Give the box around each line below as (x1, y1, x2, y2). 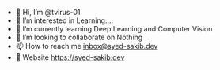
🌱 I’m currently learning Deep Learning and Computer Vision (15, 24, 213, 33)
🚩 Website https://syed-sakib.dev (15, 53, 125, 62)
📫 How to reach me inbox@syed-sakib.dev (15, 42, 158, 50)
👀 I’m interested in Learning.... (15, 16, 114, 25)
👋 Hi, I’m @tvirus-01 (15, 8, 81, 17)
